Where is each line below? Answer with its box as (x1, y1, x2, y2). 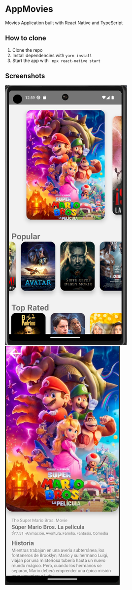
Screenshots (5, 72, 45, 80)
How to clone (5, 34, 46, 42)
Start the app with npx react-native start (12, 58, 101, 64)
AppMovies (5, 3, 53, 15)
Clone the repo (12, 47, 43, 53)
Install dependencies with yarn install (12, 52, 92, 58)
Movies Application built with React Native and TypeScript (5, 20, 123, 26)
